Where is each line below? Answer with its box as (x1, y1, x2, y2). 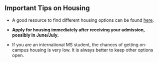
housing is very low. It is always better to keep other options (29, 47, 153, 53)
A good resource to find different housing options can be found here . (11, 17, 154, 23)
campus (11, 47, 29, 53)
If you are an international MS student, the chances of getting (11, 42, 138, 48)
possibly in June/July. (11, 32, 59, 38)
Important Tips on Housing (4, 4, 90, 12)
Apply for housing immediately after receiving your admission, (11, 27, 145, 33)
